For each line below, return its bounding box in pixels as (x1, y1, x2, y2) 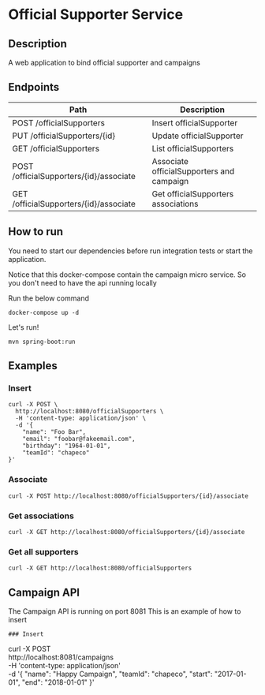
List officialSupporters (151, 143, 234, 154)
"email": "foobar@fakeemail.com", (22, 435, 136, 443)
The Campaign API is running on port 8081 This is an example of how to (8, 607, 241, 616)
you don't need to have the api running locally (8, 278, 158, 287)
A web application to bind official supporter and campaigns (8, 58, 201, 67)
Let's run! (8, 322, 39, 332)
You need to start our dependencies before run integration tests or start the (8, 246, 253, 256)
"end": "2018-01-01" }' (21, 678, 95, 687)
